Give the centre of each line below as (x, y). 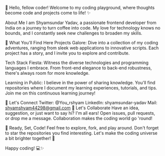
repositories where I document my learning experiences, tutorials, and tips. (81, 88)
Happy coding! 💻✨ (25, 148)
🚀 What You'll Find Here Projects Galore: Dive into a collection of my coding (82, 43)
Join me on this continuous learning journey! (50, 93)
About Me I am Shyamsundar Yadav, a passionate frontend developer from (81, 23)
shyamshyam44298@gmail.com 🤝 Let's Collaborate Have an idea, (72, 108)
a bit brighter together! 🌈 (30, 138)
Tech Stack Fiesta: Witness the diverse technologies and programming (77, 62)
